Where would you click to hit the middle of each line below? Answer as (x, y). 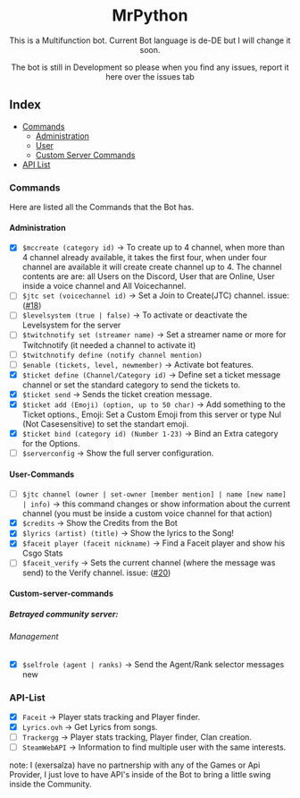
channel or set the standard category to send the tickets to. (131, 385)
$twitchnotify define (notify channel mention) (112, 355)
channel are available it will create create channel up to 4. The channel (152, 267)
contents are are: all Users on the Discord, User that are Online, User (148, 276)
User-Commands (42, 474)
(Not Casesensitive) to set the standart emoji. (105, 424)
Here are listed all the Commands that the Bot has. (102, 208)
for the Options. (51, 443)
